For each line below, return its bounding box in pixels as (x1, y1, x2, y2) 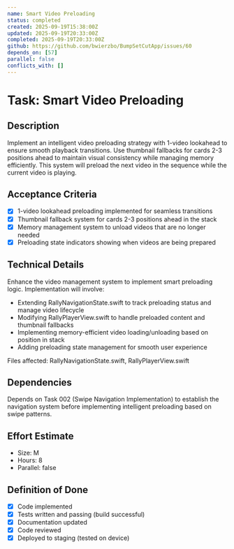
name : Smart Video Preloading (7, 10, 96, 17)
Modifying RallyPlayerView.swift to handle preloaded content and (17, 313, 205, 321)
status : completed (7, 17, 61, 24)
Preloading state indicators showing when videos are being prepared (17, 238, 217, 247)
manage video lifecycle (17, 305, 85, 314)
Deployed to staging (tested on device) (17, 534, 130, 542)
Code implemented (17, 502, 73, 511)
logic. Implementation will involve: (7, 284, 105, 293)
